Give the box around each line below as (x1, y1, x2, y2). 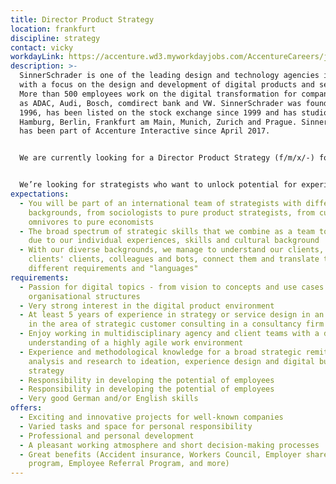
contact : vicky (10, 42, 74, 53)
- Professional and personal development (19, 431, 195, 441)
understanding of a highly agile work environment (28, 338, 244, 348)
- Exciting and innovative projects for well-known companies (19, 412, 284, 422)
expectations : (10, 189, 70, 199)
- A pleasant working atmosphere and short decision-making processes (19, 440, 320, 450)
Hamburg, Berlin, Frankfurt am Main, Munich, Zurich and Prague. (19, 117, 298, 127)
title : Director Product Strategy (10, 14, 155, 25)
